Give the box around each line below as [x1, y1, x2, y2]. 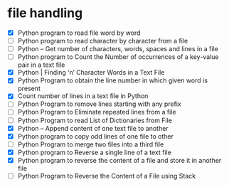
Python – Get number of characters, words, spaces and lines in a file [17, 45, 218, 53]
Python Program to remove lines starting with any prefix [17, 100, 181, 108]
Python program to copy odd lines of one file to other [17, 132, 174, 140]
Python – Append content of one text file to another [17, 124, 169, 132]
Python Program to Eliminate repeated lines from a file [17, 108, 176, 117]
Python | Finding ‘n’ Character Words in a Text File [17, 68, 165, 77]
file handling [7, 5, 83, 21]
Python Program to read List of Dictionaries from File [17, 116, 173, 124]
